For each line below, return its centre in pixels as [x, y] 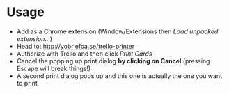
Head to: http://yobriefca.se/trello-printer [76, 46]
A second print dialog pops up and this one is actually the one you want [119, 76]
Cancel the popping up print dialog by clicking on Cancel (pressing [113, 61]
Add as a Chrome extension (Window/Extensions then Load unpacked [117, 31]
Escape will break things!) [54, 68]
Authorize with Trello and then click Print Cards [84, 54]
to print [27, 83]
